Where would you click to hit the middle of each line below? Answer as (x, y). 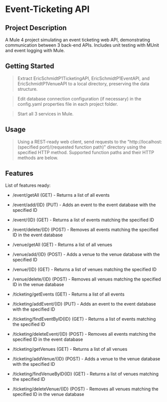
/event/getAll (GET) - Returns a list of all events (61, 195)
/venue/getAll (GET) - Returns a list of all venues (62, 245)
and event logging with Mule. (35, 50)
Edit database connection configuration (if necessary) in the (79, 98)
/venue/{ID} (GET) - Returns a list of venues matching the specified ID (84, 270)
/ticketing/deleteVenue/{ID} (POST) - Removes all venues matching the (85, 389)
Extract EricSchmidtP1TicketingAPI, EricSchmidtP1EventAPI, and (83, 78)
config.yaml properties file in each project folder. (68, 104)
